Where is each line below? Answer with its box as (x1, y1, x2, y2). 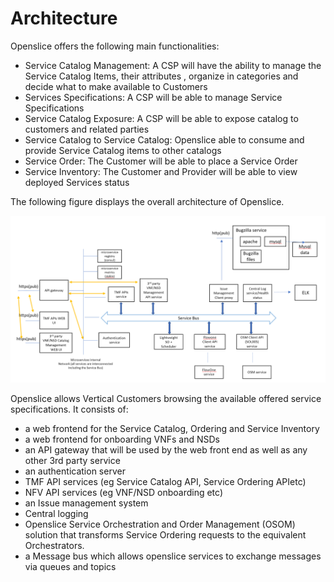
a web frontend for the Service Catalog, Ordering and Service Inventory (24, 422, 320, 434)
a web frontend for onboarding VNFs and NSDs (24, 433, 221, 445)
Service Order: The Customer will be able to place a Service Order (24, 155, 298, 167)
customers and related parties (24, 123, 150, 135)
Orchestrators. (24, 539, 85, 551)
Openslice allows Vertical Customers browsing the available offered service (10, 392, 322, 404)
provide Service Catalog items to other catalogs (24, 144, 222, 156)
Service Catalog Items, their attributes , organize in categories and (24, 70, 299, 82)
